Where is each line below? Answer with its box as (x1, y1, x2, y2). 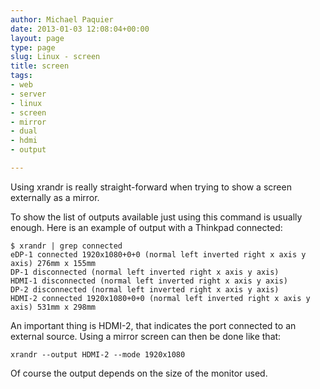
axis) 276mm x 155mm (10, 258, 97, 268)
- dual (10, 126, 38, 136)
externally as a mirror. (10, 191, 100, 203)
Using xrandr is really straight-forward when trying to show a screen (10, 181, 292, 193)
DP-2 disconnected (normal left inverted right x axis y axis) (10, 284, 280, 295)
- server (10, 89, 47, 99)
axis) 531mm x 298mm (10, 302, 97, 312)
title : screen (10, 61, 70, 71)
